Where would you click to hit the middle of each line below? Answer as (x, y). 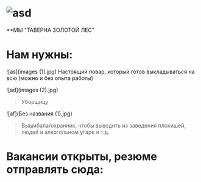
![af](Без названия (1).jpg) (40, 114)
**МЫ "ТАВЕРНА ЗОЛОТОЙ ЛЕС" (51, 30)
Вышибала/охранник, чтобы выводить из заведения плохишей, (104, 125)
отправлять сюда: (55, 169)
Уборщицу (35, 101)
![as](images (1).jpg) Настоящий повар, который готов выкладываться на (100, 71)
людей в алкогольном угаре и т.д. (65, 132)
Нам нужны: (40, 55)
